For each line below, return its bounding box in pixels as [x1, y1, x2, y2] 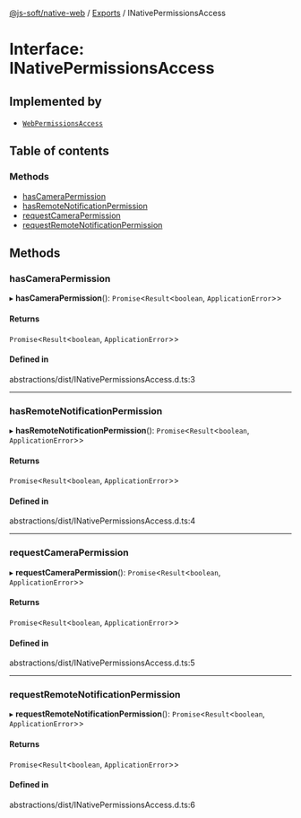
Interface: [9, 40, 85, 59]
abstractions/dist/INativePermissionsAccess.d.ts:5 [9, 657, 195, 668]
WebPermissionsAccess [21, 119, 103, 128]
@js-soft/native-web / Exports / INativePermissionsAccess [9, 8, 227, 18]
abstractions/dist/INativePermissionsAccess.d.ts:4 [9, 515, 196, 526]
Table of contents [9, 144, 109, 159]
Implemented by [9, 93, 102, 109]
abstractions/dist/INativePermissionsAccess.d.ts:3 [9, 374, 195, 384]
